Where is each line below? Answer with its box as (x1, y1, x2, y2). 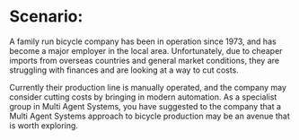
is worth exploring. (9, 119, 79, 131)
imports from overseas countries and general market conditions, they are (9, 55, 280, 66)
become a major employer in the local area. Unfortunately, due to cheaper (9, 45, 283, 56)
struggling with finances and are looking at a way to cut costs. (9, 65, 240, 75)
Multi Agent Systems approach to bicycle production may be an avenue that (9, 110, 290, 121)
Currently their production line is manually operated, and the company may (9, 82, 287, 92)
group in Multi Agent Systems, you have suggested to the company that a (9, 101, 281, 111)
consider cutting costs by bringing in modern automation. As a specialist (9, 92, 277, 102)
